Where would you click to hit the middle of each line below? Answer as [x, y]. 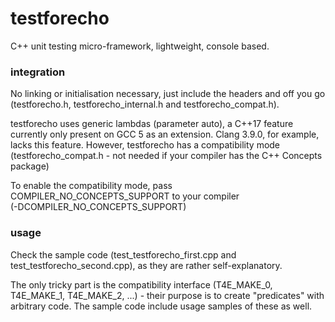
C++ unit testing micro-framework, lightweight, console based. [140, 46]
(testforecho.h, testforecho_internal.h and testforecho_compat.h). [145, 104]
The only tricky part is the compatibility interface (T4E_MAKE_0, [141, 284]
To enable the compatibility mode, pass [91, 186]
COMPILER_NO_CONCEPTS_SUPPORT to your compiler [125, 196]
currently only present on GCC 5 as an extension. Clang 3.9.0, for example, [165, 134]
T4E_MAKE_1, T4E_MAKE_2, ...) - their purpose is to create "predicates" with [167, 295]
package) [30, 166]
